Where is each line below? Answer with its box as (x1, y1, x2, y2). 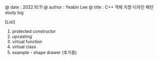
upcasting (12, 33, 32, 39)
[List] (5, 19, 15, 25)
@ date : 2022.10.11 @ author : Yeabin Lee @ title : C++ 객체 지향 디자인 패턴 (5, 4, 154, 10)
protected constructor (12, 29, 56, 34)
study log (5, 10, 24, 15)
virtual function (12, 39, 43, 45)
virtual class (12, 44, 36, 49)
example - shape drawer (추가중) (12, 50, 77, 55)
